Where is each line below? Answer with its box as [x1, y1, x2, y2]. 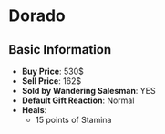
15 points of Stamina [35, 115, 112, 125]
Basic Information [8, 42, 112, 57]
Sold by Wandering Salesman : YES [21, 86, 156, 96]
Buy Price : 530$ [21, 66, 84, 77]
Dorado [8, 5, 66, 26]
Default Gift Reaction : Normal [21, 95, 135, 106]
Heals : [21, 105, 47, 115]
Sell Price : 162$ [21, 76, 82, 87]
